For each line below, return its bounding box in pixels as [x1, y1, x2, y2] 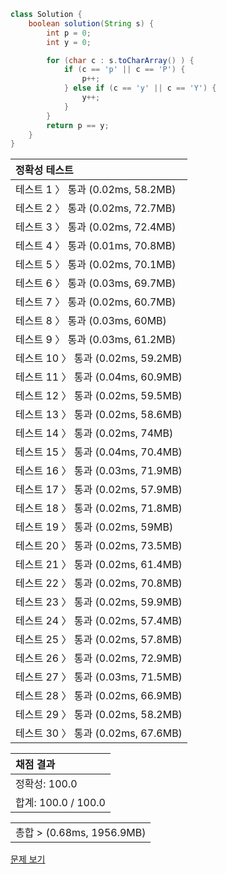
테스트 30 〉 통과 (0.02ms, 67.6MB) [15, 726, 183, 740]
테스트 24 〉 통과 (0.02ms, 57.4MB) [15, 614, 183, 628]
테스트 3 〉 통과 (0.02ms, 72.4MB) [15, 220, 177, 234]
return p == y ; [46, 120, 110, 130]
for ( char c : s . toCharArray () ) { [46, 55, 195, 65]
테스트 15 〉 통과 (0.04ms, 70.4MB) [15, 445, 183, 459]
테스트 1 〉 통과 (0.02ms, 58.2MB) [15, 183, 177, 197]
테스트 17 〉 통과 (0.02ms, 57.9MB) [15, 483, 183, 497]
